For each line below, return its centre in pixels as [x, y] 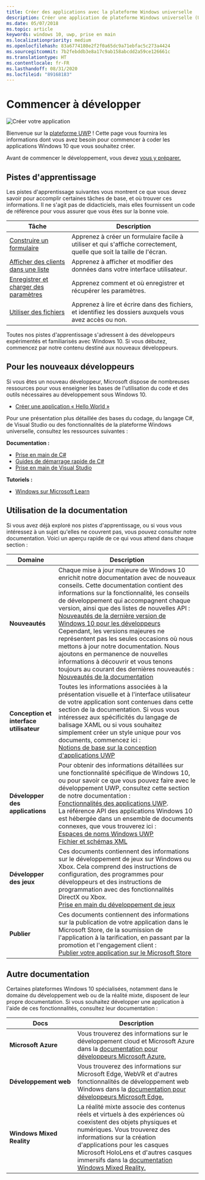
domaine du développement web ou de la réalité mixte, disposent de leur [98, 995]
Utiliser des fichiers [37, 312]
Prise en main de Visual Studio [53, 468]
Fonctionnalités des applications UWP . [113, 803]
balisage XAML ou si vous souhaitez [110, 724]
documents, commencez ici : [99, 740]
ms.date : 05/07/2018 [33, 23]
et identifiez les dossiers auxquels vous [128, 312]
